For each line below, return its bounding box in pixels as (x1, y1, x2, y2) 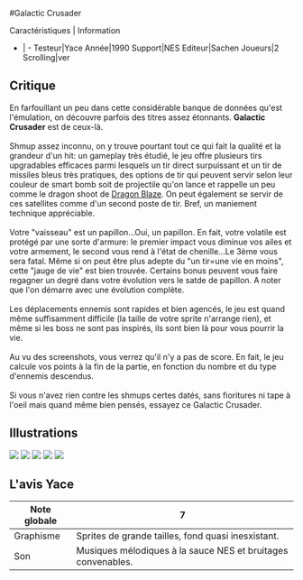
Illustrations (9, 426, 78, 441)
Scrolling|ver (22, 52, 70, 62)
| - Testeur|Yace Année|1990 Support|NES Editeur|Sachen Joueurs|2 (22, 42, 280, 53)
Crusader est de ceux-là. (9, 121, 104, 132)
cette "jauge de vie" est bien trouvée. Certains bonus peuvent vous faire (9, 265, 278, 276)
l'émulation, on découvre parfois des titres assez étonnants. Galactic (9, 112, 266, 123)
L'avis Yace (9, 477, 75, 493)
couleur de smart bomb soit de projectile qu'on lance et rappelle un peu (9, 179, 276, 189)
